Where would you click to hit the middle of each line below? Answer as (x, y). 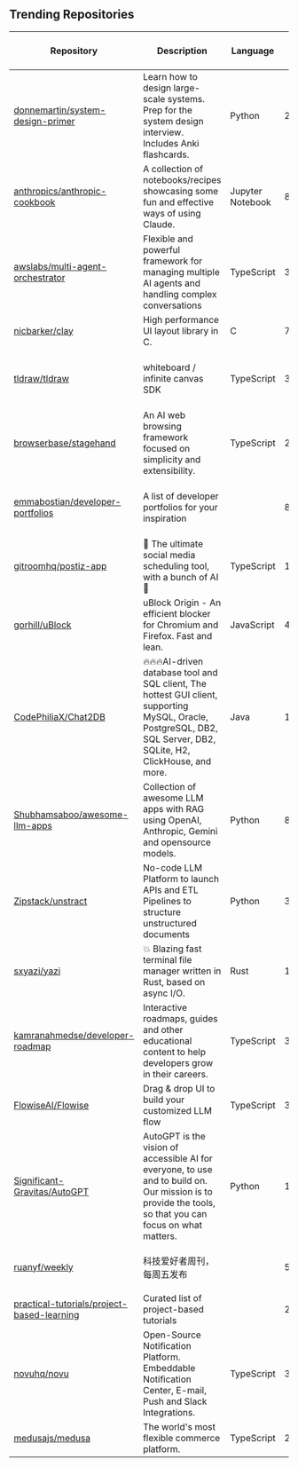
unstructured (170, 923)
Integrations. (169, 1412)
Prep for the (168, 110)
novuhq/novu (41, 1373)
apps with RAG (174, 808)
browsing (162, 426)
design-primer (44, 121)
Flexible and (168, 239)
